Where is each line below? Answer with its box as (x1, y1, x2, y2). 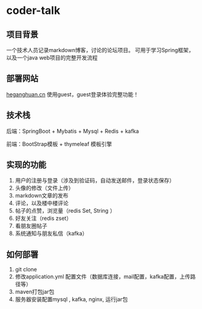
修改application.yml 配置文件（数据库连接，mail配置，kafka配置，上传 (15, 273, 190, 281)
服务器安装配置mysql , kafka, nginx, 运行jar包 (15, 296, 128, 303)
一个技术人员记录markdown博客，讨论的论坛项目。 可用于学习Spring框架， (6, 47, 194, 53)
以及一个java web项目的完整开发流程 (6, 54, 98, 61)
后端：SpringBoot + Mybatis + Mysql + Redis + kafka (6, 127, 140, 135)
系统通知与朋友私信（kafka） (15, 230, 88, 237)
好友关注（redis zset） (15, 214, 72, 222)
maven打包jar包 (15, 288, 55, 296)
